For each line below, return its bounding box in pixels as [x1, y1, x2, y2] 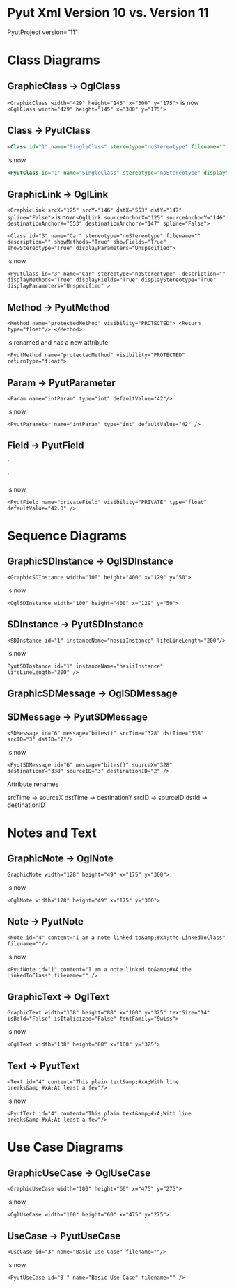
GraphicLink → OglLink [7, 188, 109, 200]
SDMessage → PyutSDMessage [7, 712, 148, 723]
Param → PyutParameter [7, 377, 116, 388]
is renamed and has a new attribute [7, 338, 109, 347]
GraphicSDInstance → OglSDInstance [7, 556, 173, 567]
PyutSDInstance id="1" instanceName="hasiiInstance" [7, 663, 164, 670]
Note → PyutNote [7, 916, 84, 927]
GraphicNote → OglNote [7, 853, 114, 865]
